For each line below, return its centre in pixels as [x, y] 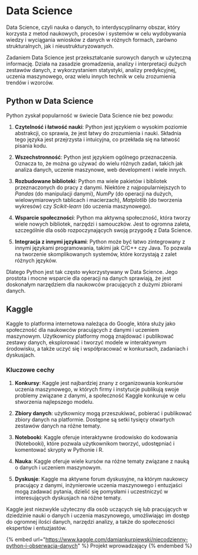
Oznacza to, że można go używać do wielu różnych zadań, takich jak [99, 163]
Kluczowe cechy [30, 370]
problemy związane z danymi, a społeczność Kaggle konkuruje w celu [100, 395]
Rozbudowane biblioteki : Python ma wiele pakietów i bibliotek [91, 181]
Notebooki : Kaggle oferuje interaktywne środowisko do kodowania [96, 437]
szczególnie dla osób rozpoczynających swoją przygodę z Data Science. [103, 230]
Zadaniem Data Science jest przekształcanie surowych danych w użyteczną [99, 57]
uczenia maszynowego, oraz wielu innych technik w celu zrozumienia [91, 76]
